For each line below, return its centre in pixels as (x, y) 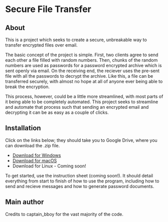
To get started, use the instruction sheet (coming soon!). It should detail (79, 175)
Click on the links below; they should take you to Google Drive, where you (81, 140)
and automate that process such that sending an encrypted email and (77, 107)
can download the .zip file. (33, 145)
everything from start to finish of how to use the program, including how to (82, 181)
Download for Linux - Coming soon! (49, 166)
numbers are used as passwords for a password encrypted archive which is (83, 65)
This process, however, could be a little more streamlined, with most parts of (84, 96)
